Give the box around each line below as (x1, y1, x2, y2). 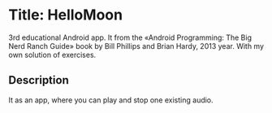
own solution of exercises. (8, 50, 97, 59)
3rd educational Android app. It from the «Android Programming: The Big (8, 33, 253, 42)
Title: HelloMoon (8, 6, 123, 24)
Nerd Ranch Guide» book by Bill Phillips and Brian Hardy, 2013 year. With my (8, 41, 265, 50)
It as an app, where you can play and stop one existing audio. (8, 95, 214, 105)
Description (8, 73, 69, 87)
